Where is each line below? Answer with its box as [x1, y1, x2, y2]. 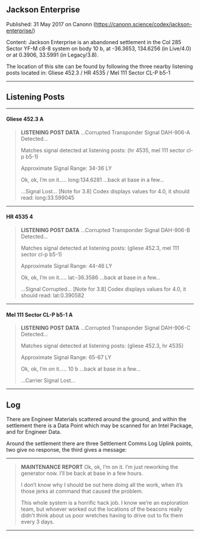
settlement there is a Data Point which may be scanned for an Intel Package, [6, 422, 193, 429]
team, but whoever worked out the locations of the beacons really [20, 505, 183, 513]
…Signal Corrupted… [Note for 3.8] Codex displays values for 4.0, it [20, 286, 186, 293]
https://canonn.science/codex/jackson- [95, 20, 192, 27]
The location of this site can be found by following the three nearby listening [6, 63, 193, 70]
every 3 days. [20, 519, 55, 526]
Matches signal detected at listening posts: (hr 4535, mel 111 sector [20, 146, 186, 154]
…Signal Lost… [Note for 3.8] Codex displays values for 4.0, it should [20, 187, 190, 195]
